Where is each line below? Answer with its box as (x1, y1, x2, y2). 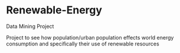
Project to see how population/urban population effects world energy (6, 34, 174, 41)
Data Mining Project (6, 23, 54, 30)
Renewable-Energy (6, 3, 102, 17)
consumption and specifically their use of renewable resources (6, 40, 159, 47)
